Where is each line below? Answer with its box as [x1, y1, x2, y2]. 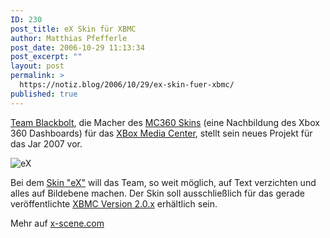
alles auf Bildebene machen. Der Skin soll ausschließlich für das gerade [10, 187, 306, 199]
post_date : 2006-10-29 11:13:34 [10, 42, 145, 53]
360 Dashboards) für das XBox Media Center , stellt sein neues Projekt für [10, 127, 313, 139]
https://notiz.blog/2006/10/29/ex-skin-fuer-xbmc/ [19, 80, 235, 90]
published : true [10, 89, 78, 99]
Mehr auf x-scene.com [10, 217, 105, 229]
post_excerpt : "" [10, 52, 83, 62]
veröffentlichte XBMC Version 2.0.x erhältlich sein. [10, 197, 218, 210]
